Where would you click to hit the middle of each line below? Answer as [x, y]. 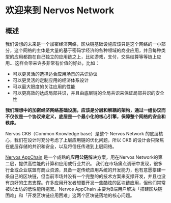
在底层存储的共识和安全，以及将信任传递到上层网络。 [61, 146]
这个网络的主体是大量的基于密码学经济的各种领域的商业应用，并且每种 [88, 50]
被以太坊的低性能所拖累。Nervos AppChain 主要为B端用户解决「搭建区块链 [84, 189]
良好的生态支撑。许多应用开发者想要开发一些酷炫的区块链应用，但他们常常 [88, 183]
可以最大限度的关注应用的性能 [44, 86]
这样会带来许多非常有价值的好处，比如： [58, 63]
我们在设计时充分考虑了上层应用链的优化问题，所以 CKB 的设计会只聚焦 [89, 140]
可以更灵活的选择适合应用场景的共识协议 [55, 74]
